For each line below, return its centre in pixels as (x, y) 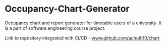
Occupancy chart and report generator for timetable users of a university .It (83, 23)
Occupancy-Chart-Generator (67, 9)
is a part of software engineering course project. (55, 28)
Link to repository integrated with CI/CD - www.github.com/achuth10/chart (82, 38)
